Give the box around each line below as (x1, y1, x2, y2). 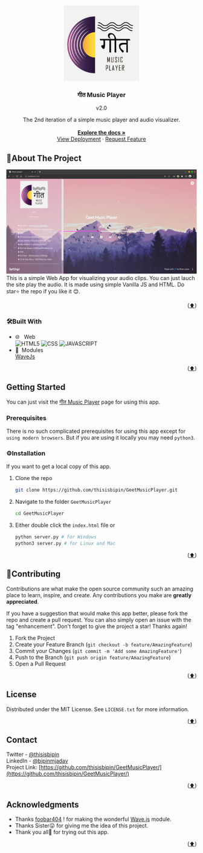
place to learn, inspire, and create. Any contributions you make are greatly (6, 591, 192, 598)
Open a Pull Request (14, 660, 66, 667)
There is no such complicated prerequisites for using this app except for (6, 427, 186, 435)
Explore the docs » (77, 129, 126, 136)
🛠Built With (6, 317, 42, 326)
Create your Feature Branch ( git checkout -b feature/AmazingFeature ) (14, 641, 193, 648)
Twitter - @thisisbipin (6, 751, 59, 758)
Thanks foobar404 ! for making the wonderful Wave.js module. (14, 815, 172, 823)
